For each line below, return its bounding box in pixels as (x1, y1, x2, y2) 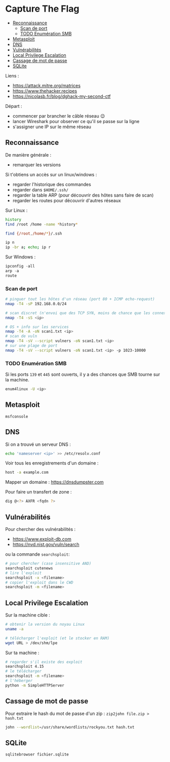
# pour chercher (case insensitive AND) (5, 561, 92, 566)
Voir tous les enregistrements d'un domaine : (5, 460, 99, 466)
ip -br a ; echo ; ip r (5, 245, 51, 250)
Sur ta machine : (5, 650, 39, 656)
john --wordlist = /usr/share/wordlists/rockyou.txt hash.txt (5, 725, 135, 730)
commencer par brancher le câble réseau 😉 (12, 112, 105, 119)
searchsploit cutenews (5, 565, 53, 570)
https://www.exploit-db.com (12, 536, 72, 542)
